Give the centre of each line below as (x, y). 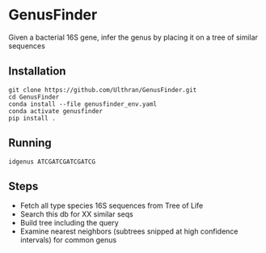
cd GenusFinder (34, 97)
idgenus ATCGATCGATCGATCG (52, 162)
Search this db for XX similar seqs (76, 214)
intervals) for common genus (68, 240)
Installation (37, 72)
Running (30, 143)
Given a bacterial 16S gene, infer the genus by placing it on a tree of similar (133, 37)
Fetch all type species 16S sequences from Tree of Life (112, 206)
